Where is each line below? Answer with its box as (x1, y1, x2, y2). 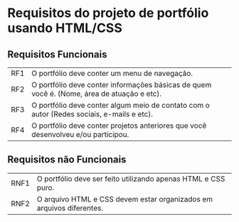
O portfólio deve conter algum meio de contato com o (31, 101, 210, 110)
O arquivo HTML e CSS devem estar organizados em (36, 194, 213, 204)
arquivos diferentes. (36, 203, 104, 213)
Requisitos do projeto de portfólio (7, 5, 209, 21)
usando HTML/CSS (7, 20, 123, 36)
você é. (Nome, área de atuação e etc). (31, 89, 162, 99)
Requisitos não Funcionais (7, 154, 127, 166)
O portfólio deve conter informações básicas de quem (31, 80, 212, 89)
